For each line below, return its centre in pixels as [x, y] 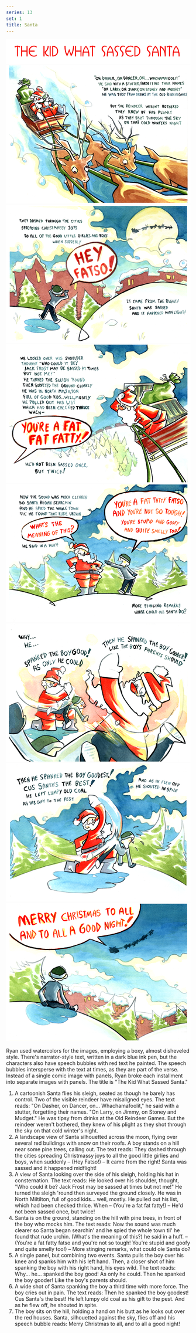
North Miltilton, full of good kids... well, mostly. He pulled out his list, [97, 1199]
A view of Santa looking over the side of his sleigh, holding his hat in [97, 1174]
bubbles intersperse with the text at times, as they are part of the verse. [92, 1070]
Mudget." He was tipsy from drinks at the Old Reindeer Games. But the [100, 1118]
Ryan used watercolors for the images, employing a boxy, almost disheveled [98, 1051]
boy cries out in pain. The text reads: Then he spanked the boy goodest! [102, 1293]
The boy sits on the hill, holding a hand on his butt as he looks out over [100, 1311]
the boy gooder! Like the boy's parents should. [71, 1280]
